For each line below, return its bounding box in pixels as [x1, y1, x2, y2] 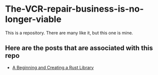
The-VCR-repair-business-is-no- [5, 3, 144, 15]
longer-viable [5, 14, 62, 25]
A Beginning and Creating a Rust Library [12, 64, 94, 70]
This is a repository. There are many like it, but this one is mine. [5, 30, 133, 36]
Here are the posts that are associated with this [5, 44, 153, 52]
